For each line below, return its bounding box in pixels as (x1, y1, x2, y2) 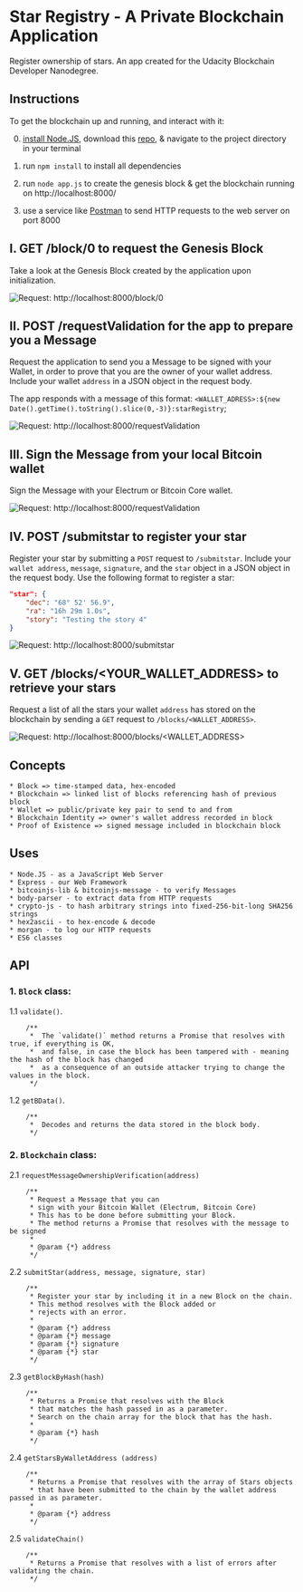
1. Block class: (9, 985, 71, 998)
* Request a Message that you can (29, 1194, 160, 1204)
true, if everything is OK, (9, 1039, 116, 1048)
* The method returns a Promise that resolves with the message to (29, 1219, 289, 1228)
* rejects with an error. (29, 1307, 128, 1317)
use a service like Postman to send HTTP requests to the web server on (22, 205, 290, 216)
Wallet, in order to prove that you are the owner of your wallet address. (9, 366, 273, 377)
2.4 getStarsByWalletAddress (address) (9, 1452, 158, 1462)
